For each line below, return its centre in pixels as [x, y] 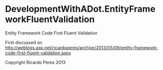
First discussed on [24, 42]
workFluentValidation [50, 19]
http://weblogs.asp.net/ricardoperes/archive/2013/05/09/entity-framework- [81, 47]
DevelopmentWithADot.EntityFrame [80, 9]
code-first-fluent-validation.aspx [38, 53]
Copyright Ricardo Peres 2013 [35, 62]
